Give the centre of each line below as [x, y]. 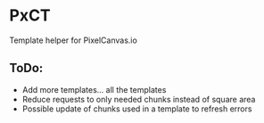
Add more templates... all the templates [94, 89]
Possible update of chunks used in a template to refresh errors [137, 109]
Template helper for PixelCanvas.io [74, 40]
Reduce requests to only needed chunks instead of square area [139, 99]
